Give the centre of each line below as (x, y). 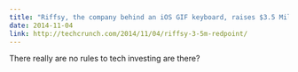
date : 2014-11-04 (41, 25)
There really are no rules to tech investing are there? (105, 59)
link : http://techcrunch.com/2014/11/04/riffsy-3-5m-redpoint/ (129, 33)
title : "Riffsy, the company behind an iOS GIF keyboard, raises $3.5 (142, 17)
